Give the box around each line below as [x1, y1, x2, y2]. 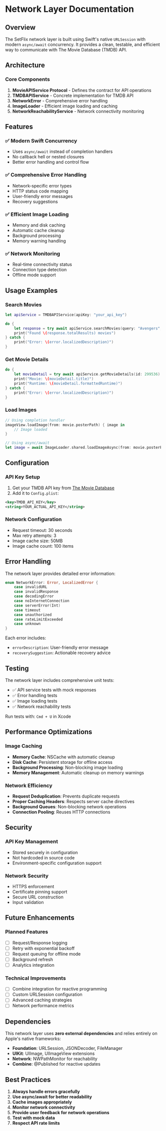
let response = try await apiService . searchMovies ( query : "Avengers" [14, 326, 161, 331]
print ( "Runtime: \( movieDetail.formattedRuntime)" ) [14, 381, 123, 386]
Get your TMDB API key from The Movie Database [12, 485, 115, 491]
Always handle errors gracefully [12, 1088, 80, 1094]
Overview [5, 23, 36, 32]
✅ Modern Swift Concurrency [5, 138, 78, 144]
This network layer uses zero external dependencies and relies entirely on [5, 1031, 158, 1037]
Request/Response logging [12, 940, 68, 945]
